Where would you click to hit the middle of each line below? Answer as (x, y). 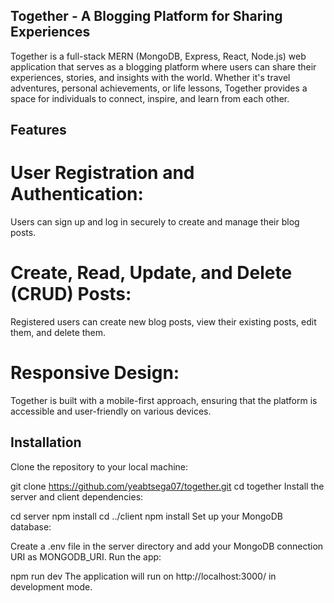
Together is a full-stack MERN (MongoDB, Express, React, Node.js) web (158, 56)
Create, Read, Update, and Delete (151, 273)
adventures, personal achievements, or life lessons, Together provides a (159, 88)
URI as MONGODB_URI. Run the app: (86, 556)
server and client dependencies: (77, 496)
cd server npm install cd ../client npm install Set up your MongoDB (146, 516)
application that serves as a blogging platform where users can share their (163, 66)
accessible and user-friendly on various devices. (111, 411)
